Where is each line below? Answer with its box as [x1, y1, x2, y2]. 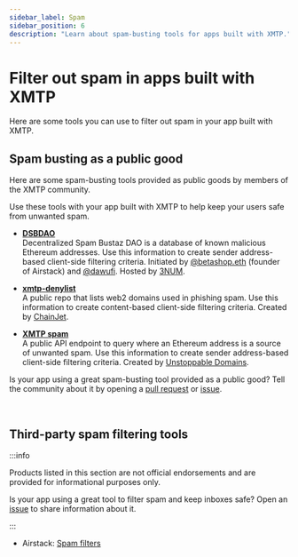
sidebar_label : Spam [9, 12, 86, 22]
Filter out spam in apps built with [9, 68, 255, 88]
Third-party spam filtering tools [9, 426, 189, 442]
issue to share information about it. [9, 503, 137, 513]
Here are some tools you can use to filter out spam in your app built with [9, 116, 273, 127]
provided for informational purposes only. [9, 476, 161, 487]
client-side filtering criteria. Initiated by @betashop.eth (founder [47, 257, 280, 267]
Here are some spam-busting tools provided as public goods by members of [9, 175, 289, 186]
